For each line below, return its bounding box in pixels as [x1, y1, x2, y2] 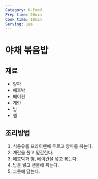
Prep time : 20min [5, 12, 42, 17]
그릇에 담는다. [12, 168, 41, 174]
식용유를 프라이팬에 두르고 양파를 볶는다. [12, 143, 93, 149]
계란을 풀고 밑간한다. [12, 150, 54, 156]
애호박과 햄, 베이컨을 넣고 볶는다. [12, 156, 78, 162]
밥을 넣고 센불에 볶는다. [12, 162, 59, 168]
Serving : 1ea [5, 21, 33, 27]
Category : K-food [5, 7, 42, 13]
